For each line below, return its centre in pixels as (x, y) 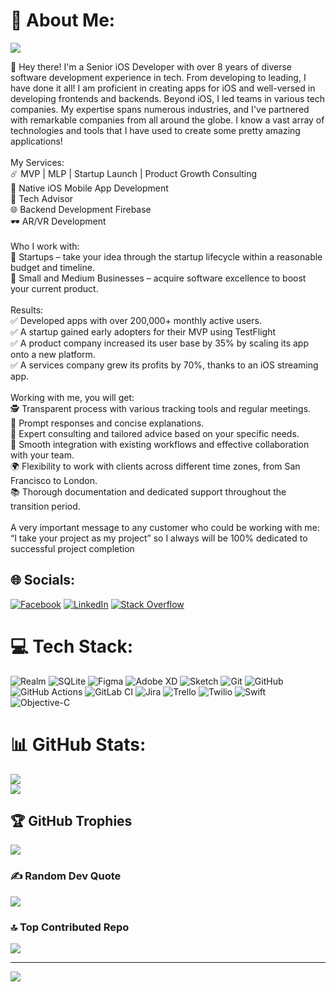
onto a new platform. (53, 354)
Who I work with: (45, 246)
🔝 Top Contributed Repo (70, 927)
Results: (27, 310)
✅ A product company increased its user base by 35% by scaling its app (160, 343)
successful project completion (72, 548)
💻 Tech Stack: (72, 646)
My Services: (37, 162)
